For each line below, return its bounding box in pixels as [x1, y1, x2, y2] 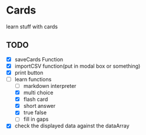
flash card [23, 96, 48, 103]
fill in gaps [23, 116, 49, 123]
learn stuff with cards [6, 23, 58, 30]
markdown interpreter [23, 83, 77, 89]
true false [23, 109, 47, 116]
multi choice [23, 89, 54, 96]
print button [14, 69, 44, 76]
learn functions [14, 75, 52, 83]
